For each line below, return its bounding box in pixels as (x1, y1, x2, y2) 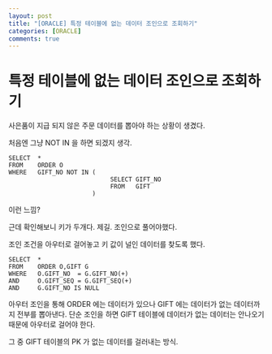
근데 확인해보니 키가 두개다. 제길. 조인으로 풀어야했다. (8, 222, 177, 232)
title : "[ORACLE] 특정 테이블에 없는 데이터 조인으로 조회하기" (8, 19, 198, 28)
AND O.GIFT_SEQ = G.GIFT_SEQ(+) (8, 277, 132, 285)
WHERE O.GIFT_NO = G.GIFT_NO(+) (8, 270, 129, 278)
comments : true (8, 34, 60, 43)
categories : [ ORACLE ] (8, 27, 82, 35)
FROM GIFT (110, 183, 151, 191)
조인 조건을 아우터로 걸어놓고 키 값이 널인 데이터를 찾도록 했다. (8, 240, 205, 249)
